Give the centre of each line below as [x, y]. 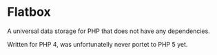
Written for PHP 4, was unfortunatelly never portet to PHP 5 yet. [97, 44]
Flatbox [29, 12]
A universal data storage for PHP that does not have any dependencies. [108, 31]
